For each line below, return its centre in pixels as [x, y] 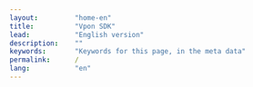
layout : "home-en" [61, 18]
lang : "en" [51, 69]
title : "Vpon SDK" [63, 26]
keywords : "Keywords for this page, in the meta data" [128, 52]
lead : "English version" [77, 34]
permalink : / [44, 60]
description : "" [46, 43]
